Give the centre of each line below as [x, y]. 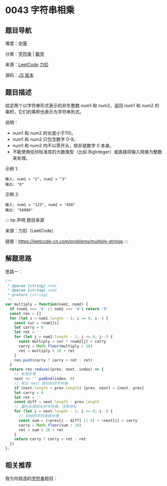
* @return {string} [28, 295]
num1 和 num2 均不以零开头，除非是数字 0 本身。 [63, 145]
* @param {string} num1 [32, 286]
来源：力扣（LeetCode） [31, 230]
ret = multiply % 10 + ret [46, 351]
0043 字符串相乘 [40, 10]
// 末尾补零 [25, 374]
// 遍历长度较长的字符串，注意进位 [45, 407]
